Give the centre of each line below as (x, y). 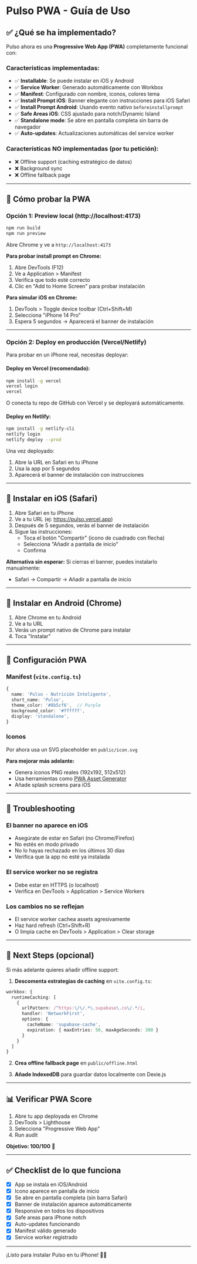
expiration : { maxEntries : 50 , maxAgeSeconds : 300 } (93, 1030)
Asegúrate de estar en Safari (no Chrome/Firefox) (74, 838)
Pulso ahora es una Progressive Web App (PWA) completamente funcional (97, 46)
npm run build (23, 228)
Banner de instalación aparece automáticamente (73, 1204)
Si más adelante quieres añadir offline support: (62, 969)
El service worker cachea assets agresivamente (72, 919)
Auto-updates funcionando (47, 1224)
